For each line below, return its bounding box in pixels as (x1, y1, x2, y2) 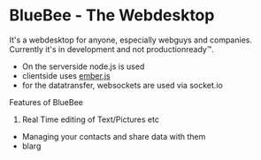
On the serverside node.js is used (21, 61, 145, 72)
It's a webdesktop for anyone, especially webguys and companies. (9, 34, 252, 45)
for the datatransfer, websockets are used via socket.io (21, 80, 223, 90)
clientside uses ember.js (21, 70, 111, 80)
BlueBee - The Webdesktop (9, 5, 215, 26)
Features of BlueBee (9, 96, 84, 107)
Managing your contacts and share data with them (21, 131, 206, 141)
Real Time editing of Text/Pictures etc (21, 114, 159, 125)
